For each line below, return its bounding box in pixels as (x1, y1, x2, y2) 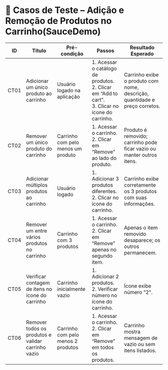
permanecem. (124, 249, 157, 256)
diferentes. (91, 188, 117, 195)
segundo (91, 252, 113, 259)
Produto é (124, 126, 147, 133)
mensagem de (124, 334, 158, 341)
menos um (57, 145, 82, 152)
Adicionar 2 (91, 273, 119, 280)
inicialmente (57, 285, 86, 292)
